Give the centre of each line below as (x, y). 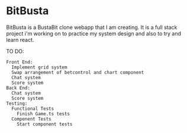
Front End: (20, 62)
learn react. (20, 40)
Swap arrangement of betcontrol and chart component (78, 72)
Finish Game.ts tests (43, 113)
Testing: (17, 103)
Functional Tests (33, 108)
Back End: (18, 88)
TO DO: (15, 51)
